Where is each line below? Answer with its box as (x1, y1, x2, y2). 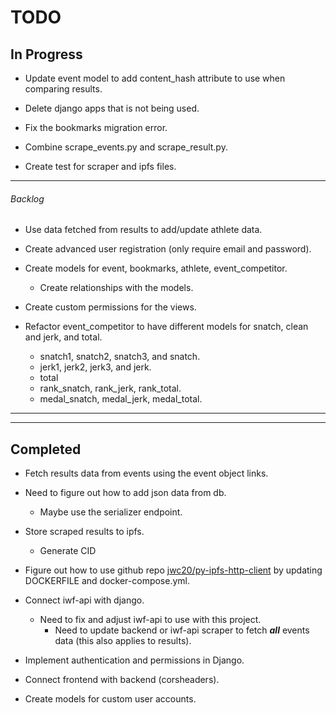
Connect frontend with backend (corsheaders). (24, 674, 220, 686)
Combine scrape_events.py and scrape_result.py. (24, 141, 228, 153)
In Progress (10, 46, 83, 63)
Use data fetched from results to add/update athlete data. (24, 224, 263, 236)
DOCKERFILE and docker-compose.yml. (24, 575, 191, 587)
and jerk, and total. (24, 331, 103, 343)
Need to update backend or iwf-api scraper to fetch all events (54, 624, 310, 636)
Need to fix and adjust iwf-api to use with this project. (39, 614, 262, 626)
